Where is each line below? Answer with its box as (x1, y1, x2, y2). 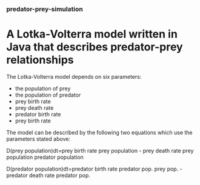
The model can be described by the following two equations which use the (6, 129, 193, 136)
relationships (6, 53, 74, 67)
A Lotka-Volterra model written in (6, 27, 178, 41)
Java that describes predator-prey (6, 40, 183, 54)
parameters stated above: (6, 135, 71, 143)
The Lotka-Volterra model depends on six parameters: (6, 73, 142, 80)
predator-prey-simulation (6, 5, 83, 13)
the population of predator (15, 91, 81, 98)
